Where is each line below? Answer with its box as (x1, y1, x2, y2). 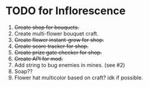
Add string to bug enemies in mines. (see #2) (14, 61, 126, 69)
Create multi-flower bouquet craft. (14, 30, 99, 37)
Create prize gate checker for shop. (14, 49, 102, 56)
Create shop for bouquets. (14, 24, 79, 31)
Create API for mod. (14, 55, 63, 62)
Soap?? (14, 67, 33, 75)
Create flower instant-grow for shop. (14, 36, 104, 43)
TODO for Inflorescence (5, 4, 126, 18)
